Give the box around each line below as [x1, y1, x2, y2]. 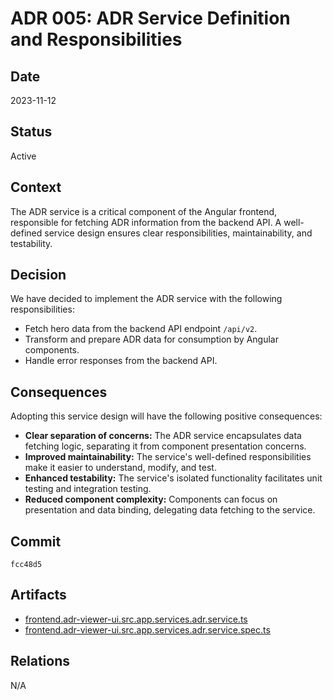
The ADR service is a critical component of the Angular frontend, [10, 205, 278, 217]
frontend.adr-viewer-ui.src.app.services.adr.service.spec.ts [24, 623, 271, 636]
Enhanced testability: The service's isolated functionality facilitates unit [24, 472, 323, 484]
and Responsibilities [10, 28, 183, 51]
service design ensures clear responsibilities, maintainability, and [44, 227, 313, 239]
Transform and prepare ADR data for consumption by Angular [24, 333, 279, 346]
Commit [10, 533, 62, 550]
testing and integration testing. [24, 483, 152, 495]
